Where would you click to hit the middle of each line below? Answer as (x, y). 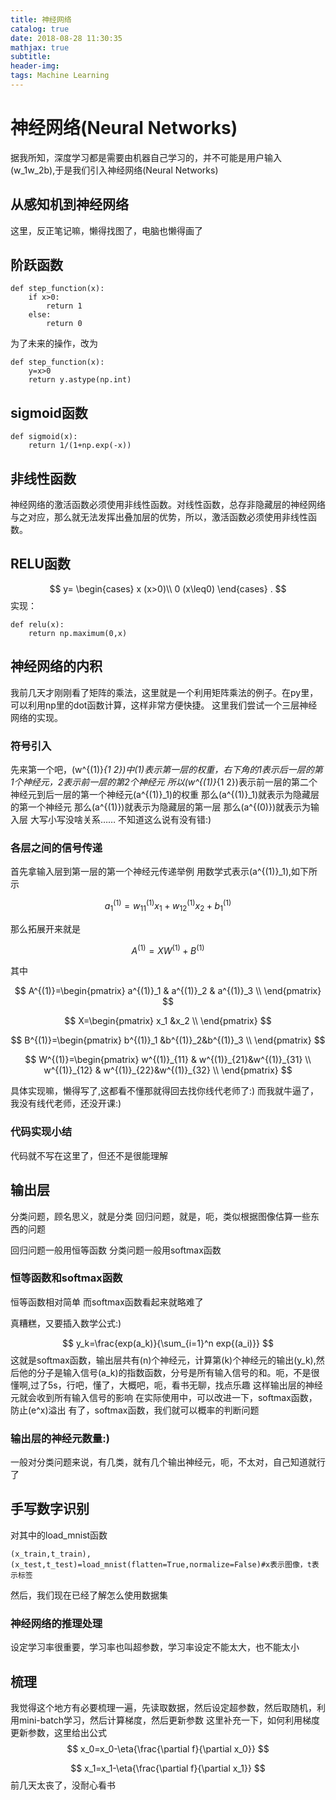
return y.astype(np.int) (80, 380)
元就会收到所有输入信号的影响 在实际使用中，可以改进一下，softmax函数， (164, 1397)
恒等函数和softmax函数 (66, 1278)
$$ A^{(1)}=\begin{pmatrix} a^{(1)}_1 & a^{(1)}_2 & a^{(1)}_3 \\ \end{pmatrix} (168, 991)
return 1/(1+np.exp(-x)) (80, 446)
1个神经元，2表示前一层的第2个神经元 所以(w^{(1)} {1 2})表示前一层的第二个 (164, 782)
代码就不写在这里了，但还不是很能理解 (89, 1155)
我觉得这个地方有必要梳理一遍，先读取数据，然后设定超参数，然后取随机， (163, 1708)
